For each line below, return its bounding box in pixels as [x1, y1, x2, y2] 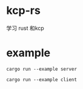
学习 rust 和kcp [6, 24, 44, 31]
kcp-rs [6, 4, 41, 18]
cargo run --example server [6, 66, 78, 72]
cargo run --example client [6, 76, 78, 82]
